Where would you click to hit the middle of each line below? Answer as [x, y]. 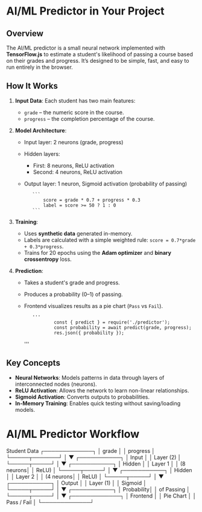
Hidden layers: [42, 154]
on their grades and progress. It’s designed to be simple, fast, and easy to [98, 61]
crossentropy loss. [48, 259]
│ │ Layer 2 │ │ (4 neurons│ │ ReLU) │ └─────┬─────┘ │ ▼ [85, 476]
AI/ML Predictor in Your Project [85, 11]
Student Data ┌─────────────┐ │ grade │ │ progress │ [81, 450]
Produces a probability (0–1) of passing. [73, 294]
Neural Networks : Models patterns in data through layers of [90, 377]
